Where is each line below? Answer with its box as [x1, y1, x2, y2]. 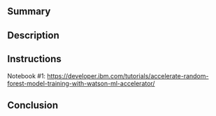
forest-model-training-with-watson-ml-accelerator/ [7, 79, 155, 87]
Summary [7, 6, 51, 17]
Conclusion [7, 99, 59, 111]
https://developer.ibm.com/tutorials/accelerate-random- [47, 71, 209, 80]
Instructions [7, 53, 62, 65]
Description [7, 29, 59, 41]
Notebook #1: [7, 71, 46, 80]
